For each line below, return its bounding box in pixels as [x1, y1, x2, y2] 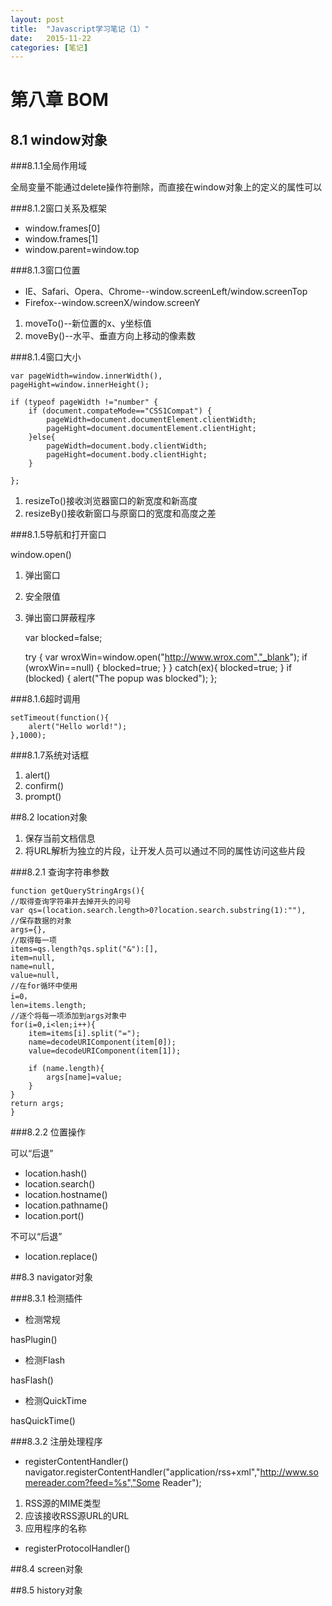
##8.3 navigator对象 [10, 1271, 94, 1283]
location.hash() [24, 1167, 88, 1180]
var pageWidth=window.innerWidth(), [10, 371, 163, 381]
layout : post [10, 14, 65, 25]
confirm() [24, 780, 64, 792]
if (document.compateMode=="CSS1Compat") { [28, 406, 213, 416]
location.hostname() [24, 1189, 108, 1201]
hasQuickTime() [10, 1415, 76, 1427]
